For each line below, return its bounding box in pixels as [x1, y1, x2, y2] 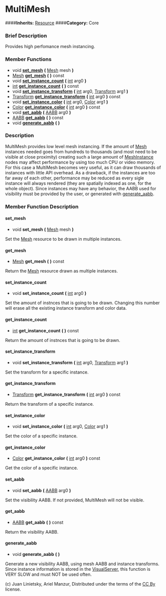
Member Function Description [5, 203, 79, 210]
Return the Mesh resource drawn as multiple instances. [5, 268, 118, 274]
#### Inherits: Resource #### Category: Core [5, 20, 99, 26]
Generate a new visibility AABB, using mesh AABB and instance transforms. [5, 561, 160, 567]
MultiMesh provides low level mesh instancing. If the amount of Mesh [5, 143, 147, 149]
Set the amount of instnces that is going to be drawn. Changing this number [5, 300, 160, 306]
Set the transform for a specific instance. [5, 369, 89, 375]
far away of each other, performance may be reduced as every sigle [5, 175, 145, 181]
